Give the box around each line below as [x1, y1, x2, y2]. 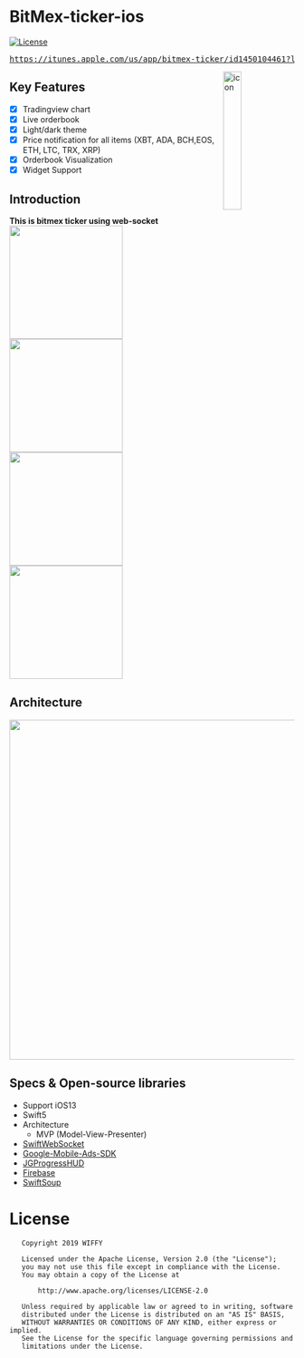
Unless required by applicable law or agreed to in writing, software [21, 1302, 294, 1311]
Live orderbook [22, 113, 80, 124]
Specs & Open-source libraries [9, 1076, 186, 1091]
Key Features [9, 80, 86, 95]
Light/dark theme [22, 124, 88, 135]
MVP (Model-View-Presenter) [35, 1129, 147, 1140]
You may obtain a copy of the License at [21, 1270, 180, 1279]
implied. [9, 1325, 43, 1334]
